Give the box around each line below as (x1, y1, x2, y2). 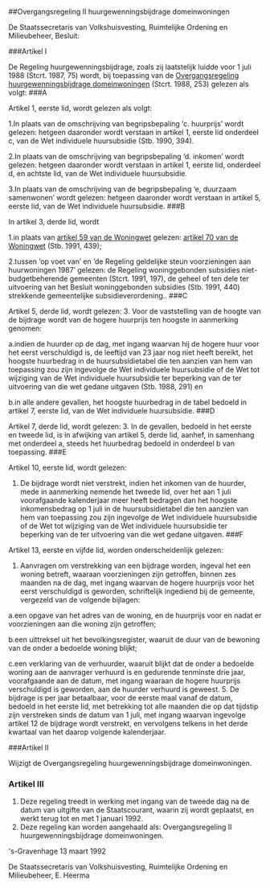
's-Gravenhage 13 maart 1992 (8, 846, 107, 856)
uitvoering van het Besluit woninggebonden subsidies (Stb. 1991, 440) (8, 282, 240, 292)
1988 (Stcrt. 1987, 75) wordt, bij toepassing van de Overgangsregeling (8, 71, 239, 80)
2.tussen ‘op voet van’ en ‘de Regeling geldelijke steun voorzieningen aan (8, 257, 252, 266)
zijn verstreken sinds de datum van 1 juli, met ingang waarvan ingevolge (8, 710, 247, 719)
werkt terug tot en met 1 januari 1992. (19, 814, 143, 824)
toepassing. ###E (8, 447, 67, 457)
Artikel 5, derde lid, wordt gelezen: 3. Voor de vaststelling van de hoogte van (8, 306, 261, 316)
